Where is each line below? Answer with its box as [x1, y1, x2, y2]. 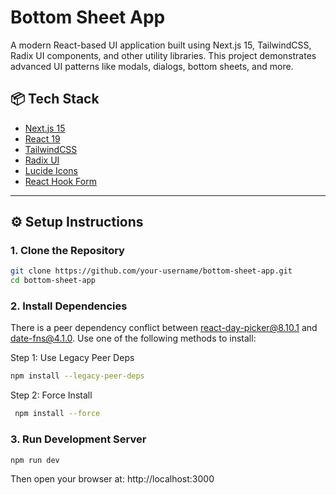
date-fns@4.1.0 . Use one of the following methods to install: [10, 332, 257, 345]
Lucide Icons [24, 164, 78, 176]
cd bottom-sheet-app [10, 276, 97, 286]
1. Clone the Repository [10, 244, 125, 258]
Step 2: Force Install [10, 389, 93, 401]
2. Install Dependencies [10, 299, 128, 313]
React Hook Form [24, 175, 97, 187]
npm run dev [10, 455, 60, 465]
